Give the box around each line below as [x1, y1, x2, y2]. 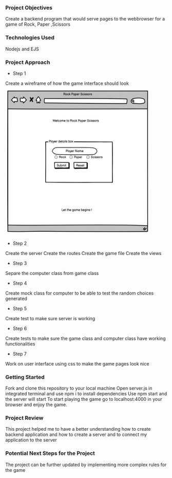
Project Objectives [5, 4, 53, 11]
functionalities [5, 341, 35, 347]
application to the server [5, 437, 58, 443]
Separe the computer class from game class [5, 270, 99, 276]
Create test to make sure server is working [5, 315, 95, 321]
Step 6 [12, 325, 27, 332]
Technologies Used [5, 34, 55, 41]
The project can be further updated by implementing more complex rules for [5, 462, 167, 468]
